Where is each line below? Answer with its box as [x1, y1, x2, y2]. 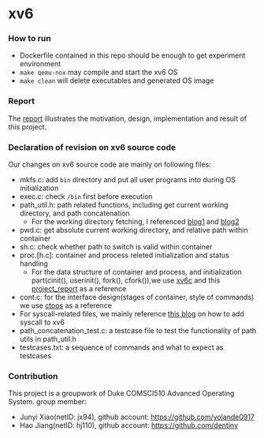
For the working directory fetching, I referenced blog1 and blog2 [31, 217, 240, 226]
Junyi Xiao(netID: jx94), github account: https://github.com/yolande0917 [19, 412, 255, 422]
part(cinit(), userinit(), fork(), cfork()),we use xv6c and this [31, 275, 221, 285]
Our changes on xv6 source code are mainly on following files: [8, 159, 211, 170]
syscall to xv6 [19, 317, 65, 328]
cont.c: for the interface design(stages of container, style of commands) [19, 293, 255, 302]
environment [19, 59, 61, 69]
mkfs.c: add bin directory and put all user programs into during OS [19, 175, 236, 185]
